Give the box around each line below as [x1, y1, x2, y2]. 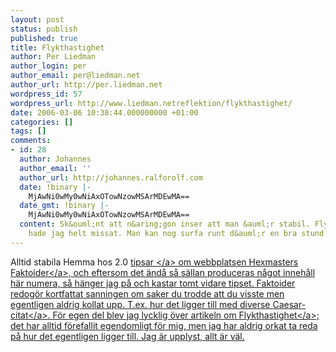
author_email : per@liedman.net [10, 71, 141, 81]
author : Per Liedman [10, 52, 97, 62]
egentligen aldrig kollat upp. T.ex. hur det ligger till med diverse [10, 298, 271, 310]
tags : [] [10, 126, 47, 136]
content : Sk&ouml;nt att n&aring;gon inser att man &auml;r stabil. [19, 219, 311, 230]
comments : [10, 136, 52, 146]
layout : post [10, 14, 65, 25]
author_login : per [10, 61, 87, 71]
